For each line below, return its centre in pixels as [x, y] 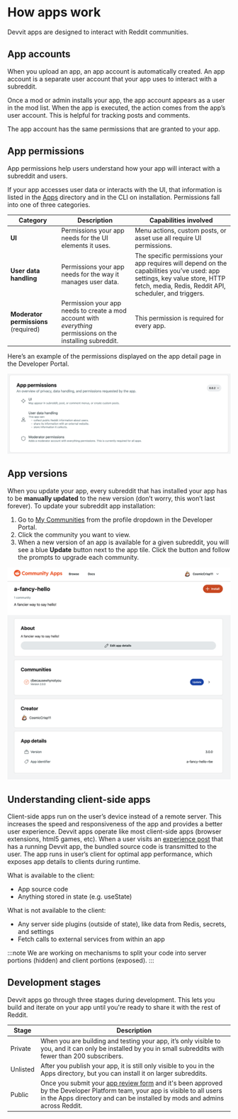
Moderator [26, 314]
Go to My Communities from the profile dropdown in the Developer [115, 519]
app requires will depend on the [181, 263]
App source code [43, 889]
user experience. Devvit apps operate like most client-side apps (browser [114, 831]
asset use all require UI [168, 238]
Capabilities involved [181, 220]
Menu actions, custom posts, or [180, 230]
